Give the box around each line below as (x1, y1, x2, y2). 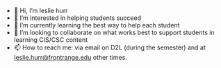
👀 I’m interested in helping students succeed (13, 14, 141, 22)
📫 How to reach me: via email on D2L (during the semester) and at (13, 43, 206, 52)
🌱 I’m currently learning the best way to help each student (13, 21, 180, 29)
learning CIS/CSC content (13, 36, 88, 44)
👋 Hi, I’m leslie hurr (13, 7, 68, 14)
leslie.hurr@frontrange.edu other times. (13, 54, 127, 61)
